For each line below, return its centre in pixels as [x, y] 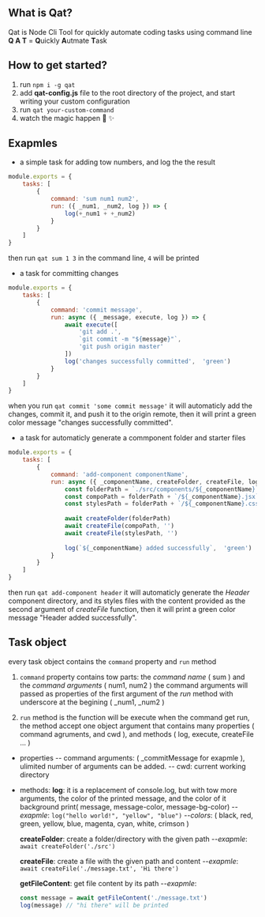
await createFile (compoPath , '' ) [119, 526]
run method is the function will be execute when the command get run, [134, 717]
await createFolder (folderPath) [118, 519]
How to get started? [58, 65]
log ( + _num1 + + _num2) [100, 213]
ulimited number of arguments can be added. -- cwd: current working [132, 766]
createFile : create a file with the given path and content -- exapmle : [129, 861]
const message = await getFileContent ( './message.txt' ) [113, 898]
